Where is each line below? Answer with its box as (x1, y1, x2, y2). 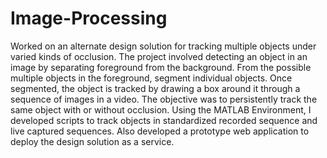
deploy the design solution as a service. (10, 135, 175, 147)
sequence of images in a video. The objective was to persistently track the (10, 93, 318, 105)
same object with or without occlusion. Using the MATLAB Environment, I (10, 103, 312, 116)
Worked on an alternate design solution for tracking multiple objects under (10, 40, 317, 52)
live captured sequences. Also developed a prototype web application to (10, 125, 310, 137)
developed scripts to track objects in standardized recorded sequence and (10, 114, 318, 126)
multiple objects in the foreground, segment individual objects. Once (10, 72, 293, 84)
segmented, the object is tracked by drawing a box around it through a (10, 82, 301, 94)
